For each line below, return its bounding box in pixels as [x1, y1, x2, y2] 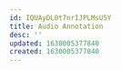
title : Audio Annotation [9, 22, 104, 31]
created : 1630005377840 [9, 47, 100, 56]
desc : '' [9, 30, 43, 39]
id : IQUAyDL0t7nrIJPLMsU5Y [9, 13, 112, 23]
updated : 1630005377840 [9, 38, 100, 48]
